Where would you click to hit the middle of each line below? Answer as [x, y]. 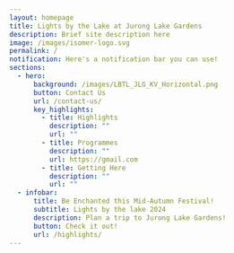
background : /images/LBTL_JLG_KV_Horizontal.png [126, 84]
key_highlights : [63, 109]
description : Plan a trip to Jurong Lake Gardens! [130, 218]
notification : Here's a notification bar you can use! [114, 59]
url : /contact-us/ [67, 101]
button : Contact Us [69, 92]
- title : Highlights [80, 118]
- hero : [32, 76]
